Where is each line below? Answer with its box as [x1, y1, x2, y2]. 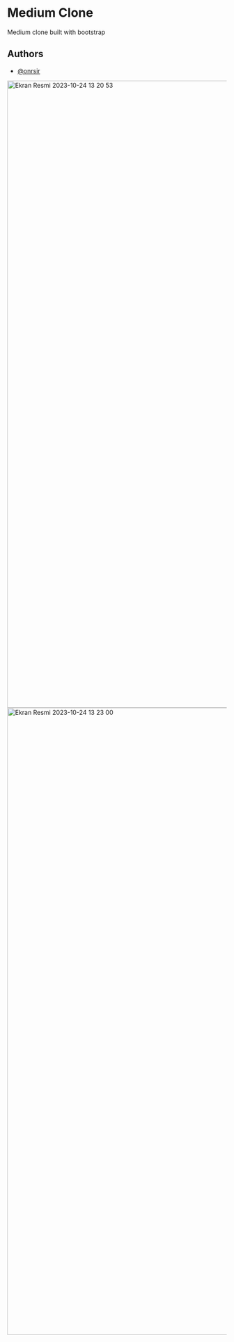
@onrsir [17, 66, 40, 75]
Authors [7, 48, 44, 60]
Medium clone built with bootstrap [7, 28, 106, 36]
